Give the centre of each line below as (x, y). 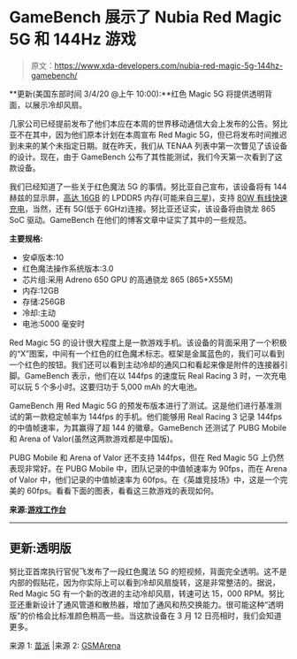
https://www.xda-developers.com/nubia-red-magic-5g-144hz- (169, 65)
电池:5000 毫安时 (53, 324)
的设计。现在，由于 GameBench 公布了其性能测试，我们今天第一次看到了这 (146, 157)
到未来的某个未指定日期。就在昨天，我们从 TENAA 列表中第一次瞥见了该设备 (148, 145)
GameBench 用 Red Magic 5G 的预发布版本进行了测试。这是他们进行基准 (142, 405)
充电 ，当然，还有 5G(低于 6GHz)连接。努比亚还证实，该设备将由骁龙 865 (142, 209)
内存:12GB (40, 290)
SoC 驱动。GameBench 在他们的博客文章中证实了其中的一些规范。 (130, 219)
